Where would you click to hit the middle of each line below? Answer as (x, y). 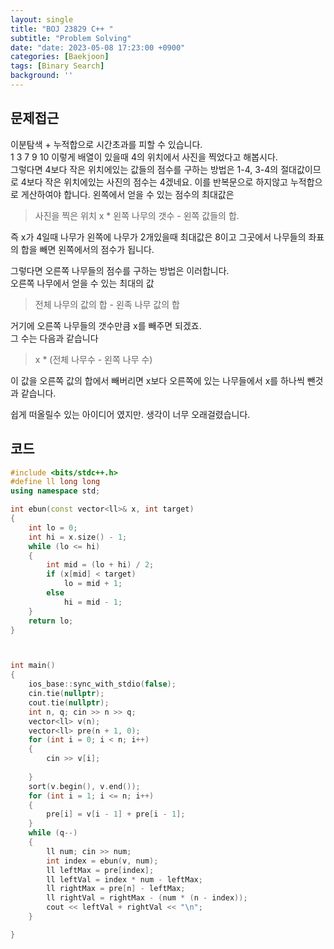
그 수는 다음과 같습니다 (54, 338)
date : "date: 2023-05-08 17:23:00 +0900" (98, 47)
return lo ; (51, 621)
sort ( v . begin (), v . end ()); (84, 786)
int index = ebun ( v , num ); (102, 861)
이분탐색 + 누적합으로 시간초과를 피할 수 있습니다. (106, 144)
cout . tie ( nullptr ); (69, 702)
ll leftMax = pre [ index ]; (100, 870)
